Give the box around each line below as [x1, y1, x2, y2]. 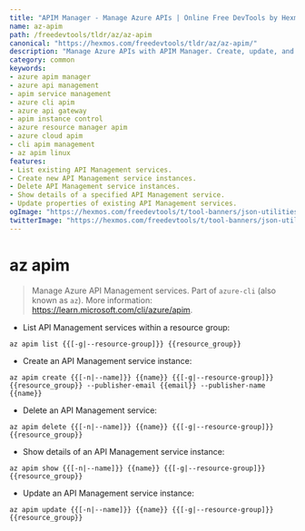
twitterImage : [9, 215, 64, 225]
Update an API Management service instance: [22, 487, 195, 498]
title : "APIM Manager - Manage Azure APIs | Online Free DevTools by [9, 13, 279, 23]
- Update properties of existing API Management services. [9, 199, 238, 209]
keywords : [9, 64, 47, 74]
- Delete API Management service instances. [9, 182, 181, 192]
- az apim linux [9, 148, 71, 157]
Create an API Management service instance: [22, 355, 192, 366]
